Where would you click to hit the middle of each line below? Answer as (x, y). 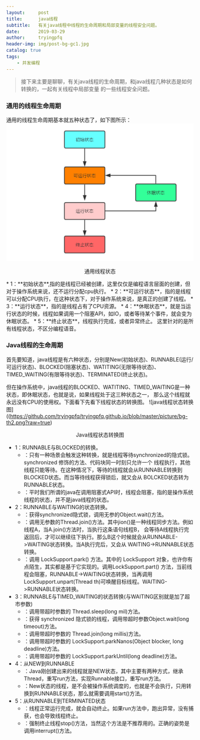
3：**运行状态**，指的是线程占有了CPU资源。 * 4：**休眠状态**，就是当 (96, 306)
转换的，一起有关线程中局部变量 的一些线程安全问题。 (87, 89)
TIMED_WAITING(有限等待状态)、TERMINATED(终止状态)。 (78, 374)
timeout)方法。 (42, 626)
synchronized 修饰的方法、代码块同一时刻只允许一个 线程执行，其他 (107, 462)
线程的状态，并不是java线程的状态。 (68, 499)
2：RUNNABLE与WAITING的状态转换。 (63, 507)
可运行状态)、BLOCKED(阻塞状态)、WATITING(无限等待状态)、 (83, 367)
